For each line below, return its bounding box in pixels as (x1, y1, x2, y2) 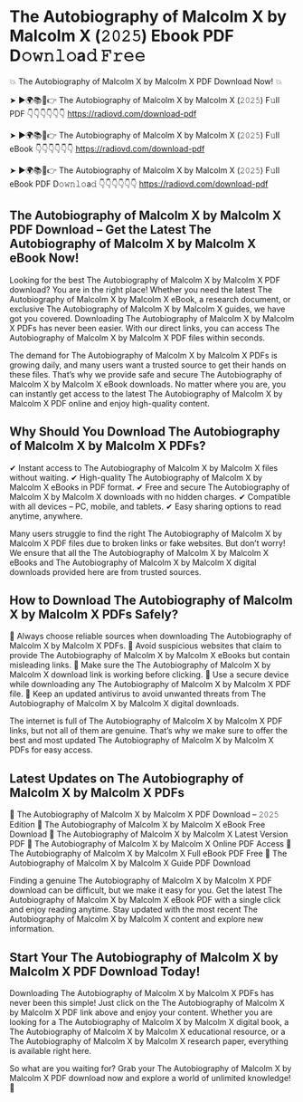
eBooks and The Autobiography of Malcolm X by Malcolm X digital (9, 557, 257, 568)
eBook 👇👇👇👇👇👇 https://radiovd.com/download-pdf (9, 143, 205, 154)
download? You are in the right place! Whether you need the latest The (9, 283, 273, 295)
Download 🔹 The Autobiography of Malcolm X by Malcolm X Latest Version (9, 829, 289, 839)
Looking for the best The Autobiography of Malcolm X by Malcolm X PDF (9, 274, 280, 285)
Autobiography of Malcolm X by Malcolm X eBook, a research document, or (9, 293, 291, 304)
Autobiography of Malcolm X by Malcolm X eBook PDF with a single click (9, 895, 281, 906)
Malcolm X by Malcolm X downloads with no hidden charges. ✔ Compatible (9, 491, 291, 502)
